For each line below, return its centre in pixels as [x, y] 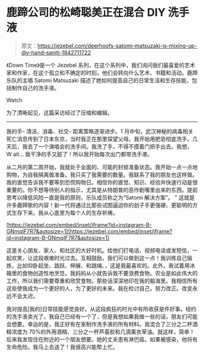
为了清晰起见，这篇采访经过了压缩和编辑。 [59, 113]
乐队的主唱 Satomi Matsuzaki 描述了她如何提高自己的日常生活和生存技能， [99, 80]
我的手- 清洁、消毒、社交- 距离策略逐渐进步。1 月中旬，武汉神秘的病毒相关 [100, 131]
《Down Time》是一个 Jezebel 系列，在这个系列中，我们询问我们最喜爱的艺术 [101, 65]
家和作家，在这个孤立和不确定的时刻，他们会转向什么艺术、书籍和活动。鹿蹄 [102, 72]
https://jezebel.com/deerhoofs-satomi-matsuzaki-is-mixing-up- [117, 46]
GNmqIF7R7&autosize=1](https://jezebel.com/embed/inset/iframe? [90, 231]
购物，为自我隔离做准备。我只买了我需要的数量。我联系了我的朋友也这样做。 [102, 175]
